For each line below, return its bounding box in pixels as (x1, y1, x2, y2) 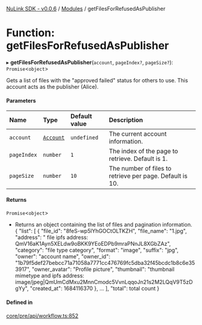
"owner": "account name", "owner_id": (14, 253, 111, 260)
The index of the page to (109, 147, 179, 156)
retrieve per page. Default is (109, 172, 188, 180)
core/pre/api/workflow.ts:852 (6, 312, 79, 319)
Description (109, 116, 143, 124)
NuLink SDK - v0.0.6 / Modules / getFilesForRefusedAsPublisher (6, 5, 166, 12)
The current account (109, 130, 167, 138)
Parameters (6, 97, 36, 104)
